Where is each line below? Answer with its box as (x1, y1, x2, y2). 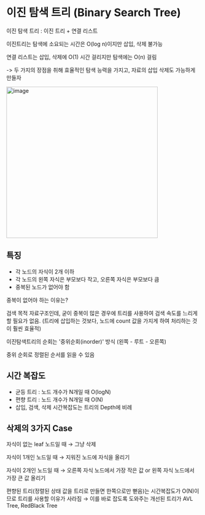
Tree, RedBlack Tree (6, 502, 58, 509)
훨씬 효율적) (12, 324, 42, 332)
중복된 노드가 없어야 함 (15, 283, 70, 291)
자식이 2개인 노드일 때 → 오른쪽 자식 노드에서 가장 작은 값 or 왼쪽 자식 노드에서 (6, 466, 195, 474)
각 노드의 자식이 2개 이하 (15, 268, 75, 275)
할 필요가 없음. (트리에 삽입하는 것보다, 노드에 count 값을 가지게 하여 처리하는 (6, 317, 191, 324)
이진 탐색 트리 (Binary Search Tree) (6, 6, 181, 20)
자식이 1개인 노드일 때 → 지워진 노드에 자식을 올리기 (6, 454, 130, 461)
